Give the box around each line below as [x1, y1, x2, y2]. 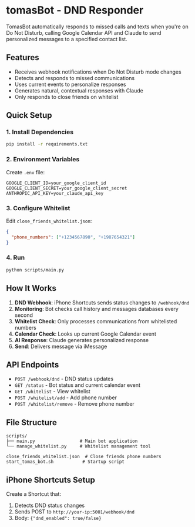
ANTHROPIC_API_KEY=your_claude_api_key [6, 190, 104, 196]
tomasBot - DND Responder [6, 4, 144, 17]
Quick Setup [6, 110, 52, 121]
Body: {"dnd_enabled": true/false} [14, 514, 102, 521]
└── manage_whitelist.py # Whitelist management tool [6, 443, 151, 449]
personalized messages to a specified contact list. [6, 35, 127, 42]
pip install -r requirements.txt [6, 141, 88, 147]
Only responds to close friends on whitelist [14, 93, 119, 100]
